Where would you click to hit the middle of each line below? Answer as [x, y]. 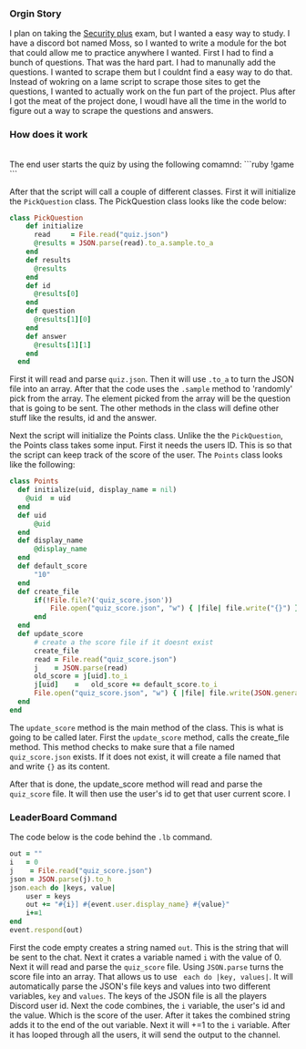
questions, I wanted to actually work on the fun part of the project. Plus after [153, 92]
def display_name [51, 540]
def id [38, 285]
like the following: [42, 465]
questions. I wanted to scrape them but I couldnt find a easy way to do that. [151, 72]
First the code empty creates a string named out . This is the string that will [149, 947]
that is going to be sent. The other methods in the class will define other [144, 408]
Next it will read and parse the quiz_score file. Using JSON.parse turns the [147, 967]
